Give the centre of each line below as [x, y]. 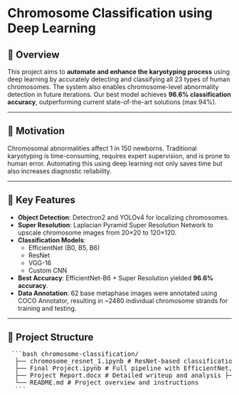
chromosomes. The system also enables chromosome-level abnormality [113, 87]
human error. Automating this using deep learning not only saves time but [115, 163]
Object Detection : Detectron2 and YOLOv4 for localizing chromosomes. [123, 217]
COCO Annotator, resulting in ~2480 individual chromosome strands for [123, 300]
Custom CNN [48, 270]
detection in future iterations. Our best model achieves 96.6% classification [119, 94]
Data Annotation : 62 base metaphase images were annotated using [117, 293]
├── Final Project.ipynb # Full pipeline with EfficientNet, [123, 368]
